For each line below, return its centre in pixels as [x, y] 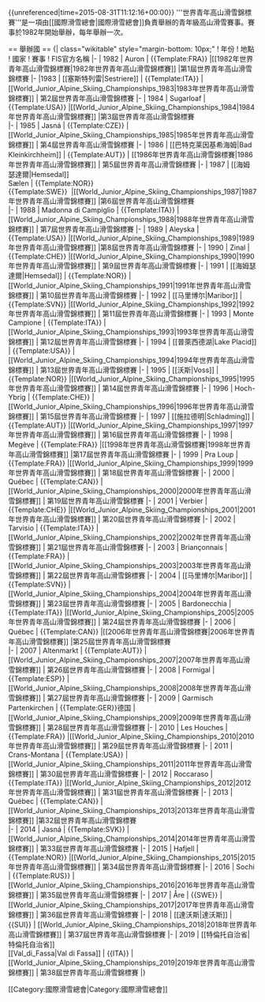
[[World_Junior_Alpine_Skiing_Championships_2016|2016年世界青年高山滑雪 [132, 885]
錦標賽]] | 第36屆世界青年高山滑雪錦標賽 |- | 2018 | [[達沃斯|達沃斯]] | [120, 915]
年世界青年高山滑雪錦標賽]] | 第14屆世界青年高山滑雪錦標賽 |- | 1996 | [121, 388]
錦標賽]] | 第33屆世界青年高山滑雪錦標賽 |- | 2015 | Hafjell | [103, 848]
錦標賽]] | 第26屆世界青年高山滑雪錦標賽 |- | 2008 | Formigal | [115, 670]
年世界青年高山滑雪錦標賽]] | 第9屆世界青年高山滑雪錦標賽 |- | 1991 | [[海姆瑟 [132, 266]
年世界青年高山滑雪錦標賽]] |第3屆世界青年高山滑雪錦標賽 [101, 117]
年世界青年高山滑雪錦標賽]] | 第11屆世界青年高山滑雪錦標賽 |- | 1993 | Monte [131, 314]
